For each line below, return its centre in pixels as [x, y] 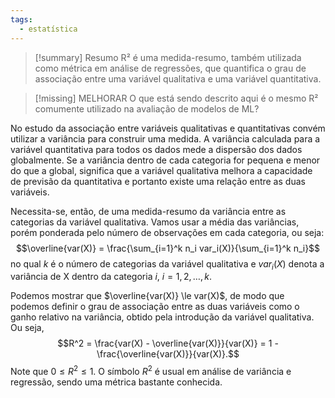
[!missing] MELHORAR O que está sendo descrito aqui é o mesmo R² [176, 98]
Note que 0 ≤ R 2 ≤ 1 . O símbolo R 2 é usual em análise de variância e [151, 370]
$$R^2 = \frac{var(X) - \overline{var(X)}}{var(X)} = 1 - [168, 343]
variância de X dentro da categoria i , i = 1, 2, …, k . [111, 277]
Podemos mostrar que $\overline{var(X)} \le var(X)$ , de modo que [147, 296]
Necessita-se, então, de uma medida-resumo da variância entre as [148, 211]
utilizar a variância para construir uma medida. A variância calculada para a [165, 138]
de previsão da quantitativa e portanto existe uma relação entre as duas [158, 181]
